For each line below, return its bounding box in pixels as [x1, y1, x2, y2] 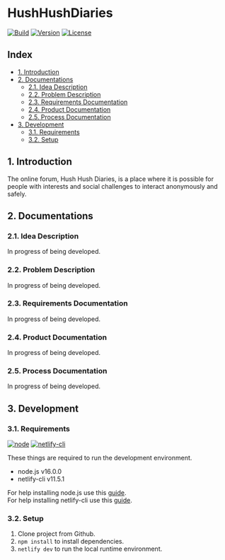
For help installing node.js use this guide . [7, 489, 127, 497]
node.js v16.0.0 [17, 467, 62, 476]
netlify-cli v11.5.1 [17, 475, 65, 484]
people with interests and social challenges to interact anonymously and [7, 182, 218, 190]
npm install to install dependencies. [17, 537, 125, 546]
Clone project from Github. [17, 530, 96, 538]
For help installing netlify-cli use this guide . [7, 496, 133, 505]
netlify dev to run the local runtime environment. [17, 544, 163, 553]
